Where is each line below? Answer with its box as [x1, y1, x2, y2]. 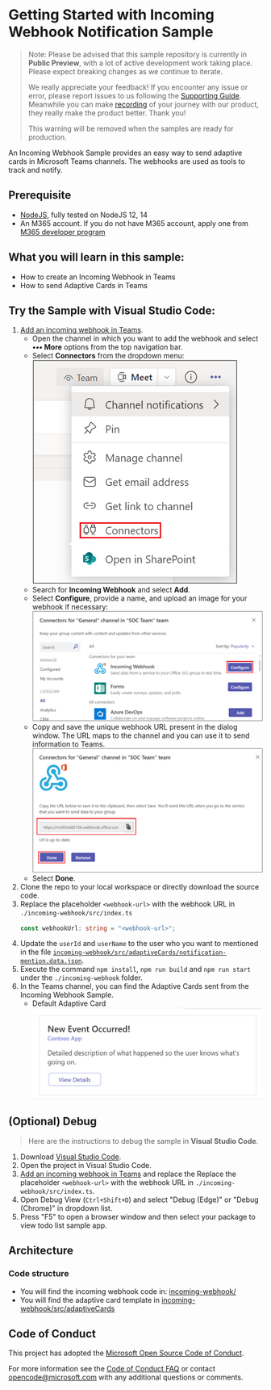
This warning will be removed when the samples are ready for [27, 124, 234, 133]
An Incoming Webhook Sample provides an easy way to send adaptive [8, 148, 243, 157]
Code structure [8, 1268, 69, 1279]
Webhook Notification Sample [8, 23, 214, 41]
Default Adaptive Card [31, 999, 106, 1008]
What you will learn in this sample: [8, 250, 185, 264]
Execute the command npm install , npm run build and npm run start [19, 965, 252, 974]
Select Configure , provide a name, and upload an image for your [31, 593, 248, 603]
